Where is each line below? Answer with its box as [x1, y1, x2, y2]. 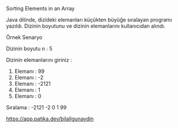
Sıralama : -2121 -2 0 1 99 [6, 104, 67, 110]
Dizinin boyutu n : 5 [6, 45, 53, 52]
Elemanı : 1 [14, 87, 41, 93]
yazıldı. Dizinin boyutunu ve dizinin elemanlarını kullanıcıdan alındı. [6, 23, 166, 29]
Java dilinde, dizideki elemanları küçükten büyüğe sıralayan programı [6, 16, 172, 23]
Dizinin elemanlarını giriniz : [6, 57, 72, 63]
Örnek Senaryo [6, 34, 43, 40]
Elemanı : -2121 [14, 80, 51, 87]
